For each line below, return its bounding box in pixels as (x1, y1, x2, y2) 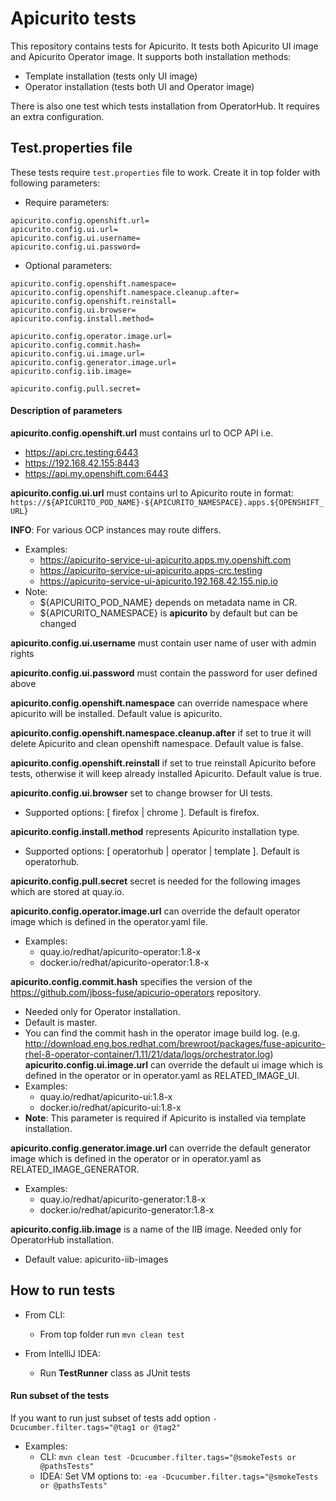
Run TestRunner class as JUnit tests (39, 1367, 191, 1379)
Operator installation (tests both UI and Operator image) (24, 80, 255, 92)
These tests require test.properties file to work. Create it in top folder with (10, 166, 321, 178)
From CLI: (24, 1308, 66, 1321)
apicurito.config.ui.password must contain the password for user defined (10, 667, 318, 679)
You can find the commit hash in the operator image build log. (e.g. (24, 1027, 301, 1039)
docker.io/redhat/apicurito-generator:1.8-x (39, 1203, 215, 1216)
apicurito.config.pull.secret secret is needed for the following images (10, 875, 301, 887)
